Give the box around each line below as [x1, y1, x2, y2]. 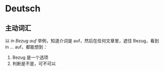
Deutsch [5, 3, 41, 14]
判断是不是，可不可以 [12, 61, 56, 67]
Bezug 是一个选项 [12, 55, 48, 60]
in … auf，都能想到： [5, 44, 48, 50]
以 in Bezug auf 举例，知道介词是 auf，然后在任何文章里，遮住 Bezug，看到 [5, 38, 160, 43]
